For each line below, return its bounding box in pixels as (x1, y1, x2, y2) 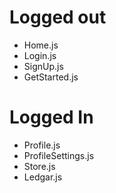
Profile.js (23, 139, 61, 151)
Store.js (23, 160, 56, 172)
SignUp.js (23, 60, 64, 72)
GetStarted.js (23, 71, 79, 83)
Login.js (23, 49, 57, 61)
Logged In (9, 106, 94, 129)
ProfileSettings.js (23, 149, 95, 161)
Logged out (9, 6, 107, 29)
